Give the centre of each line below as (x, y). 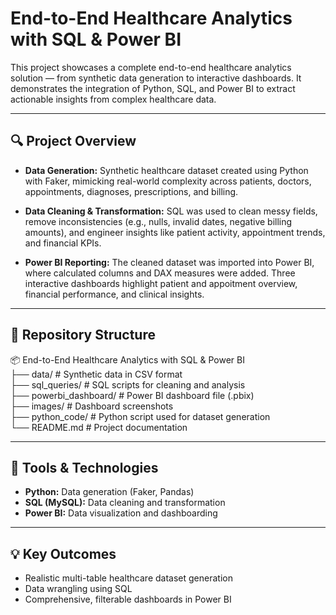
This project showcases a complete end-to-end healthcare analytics (151, 67)
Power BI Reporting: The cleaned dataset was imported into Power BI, (169, 262)
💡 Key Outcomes (63, 553)
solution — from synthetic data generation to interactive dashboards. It (156, 78)
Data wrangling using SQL (78, 589)
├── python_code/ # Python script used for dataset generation (140, 416)
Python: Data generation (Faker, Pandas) (109, 492)
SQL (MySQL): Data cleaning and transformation (125, 503)
